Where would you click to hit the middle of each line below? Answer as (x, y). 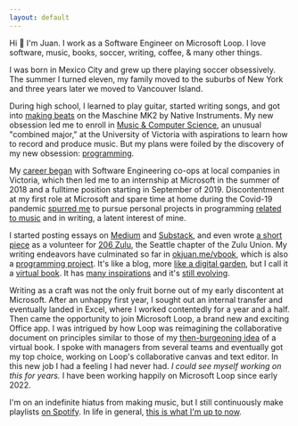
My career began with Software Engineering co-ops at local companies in (145, 170)
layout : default (39, 17)
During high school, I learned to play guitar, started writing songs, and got (145, 106)
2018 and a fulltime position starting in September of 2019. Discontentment (147, 189)
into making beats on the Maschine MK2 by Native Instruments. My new (141, 115)
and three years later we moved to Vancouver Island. (106, 88)
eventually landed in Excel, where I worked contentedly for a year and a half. (149, 309)
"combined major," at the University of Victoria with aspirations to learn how (149, 134)
